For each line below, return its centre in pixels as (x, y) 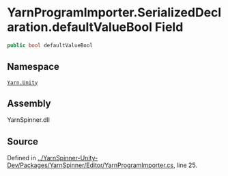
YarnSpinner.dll (28, 120)
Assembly (29, 104)
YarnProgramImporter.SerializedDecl (114, 13)
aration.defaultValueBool (80, 27)
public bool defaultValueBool (50, 45)
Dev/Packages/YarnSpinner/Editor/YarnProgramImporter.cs (90, 165)
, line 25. (185, 165)
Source (23, 141)
